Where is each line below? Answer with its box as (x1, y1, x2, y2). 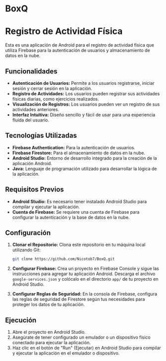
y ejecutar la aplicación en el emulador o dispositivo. (12, 350, 120, 356)
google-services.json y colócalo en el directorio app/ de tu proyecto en (12, 276, 159, 282)
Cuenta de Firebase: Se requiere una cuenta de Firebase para (12, 209, 140, 215)
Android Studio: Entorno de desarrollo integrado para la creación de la (12, 155, 157, 161)
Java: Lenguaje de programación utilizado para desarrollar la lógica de (12, 166, 157, 172)
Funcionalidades (5, 67, 58, 75)
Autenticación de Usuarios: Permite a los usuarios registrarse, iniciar (12, 80, 155, 86)
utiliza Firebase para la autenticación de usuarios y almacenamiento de (5, 48, 150, 54)
